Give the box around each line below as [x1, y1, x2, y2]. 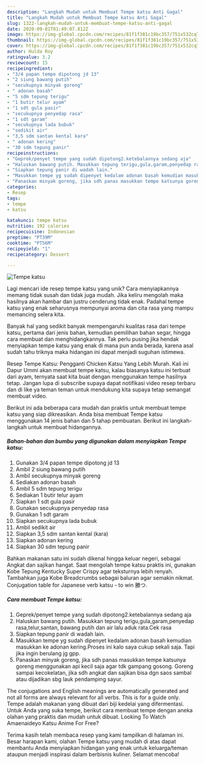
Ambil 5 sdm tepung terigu [15, 485, 82, 493]
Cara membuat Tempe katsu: [7, 596, 82, 603]
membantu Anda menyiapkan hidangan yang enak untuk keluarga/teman [7, 745, 188, 752]
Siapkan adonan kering [15, 537, 73, 544]
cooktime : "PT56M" [7, 240, 53, 246]
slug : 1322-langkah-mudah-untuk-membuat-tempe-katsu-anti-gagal [7, 20, 173, 26]
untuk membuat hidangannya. [27, 423, 102, 431]
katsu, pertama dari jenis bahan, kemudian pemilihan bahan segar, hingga [7, 329, 191, 336]
